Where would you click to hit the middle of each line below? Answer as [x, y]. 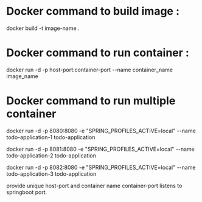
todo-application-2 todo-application [51, 155]
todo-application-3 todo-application [51, 174]
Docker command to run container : [98, 53]
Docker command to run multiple [91, 101]
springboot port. [27, 192]
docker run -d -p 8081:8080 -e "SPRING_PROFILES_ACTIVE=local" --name [100, 149]
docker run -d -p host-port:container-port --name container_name [90, 70]
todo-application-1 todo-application [51, 137]
